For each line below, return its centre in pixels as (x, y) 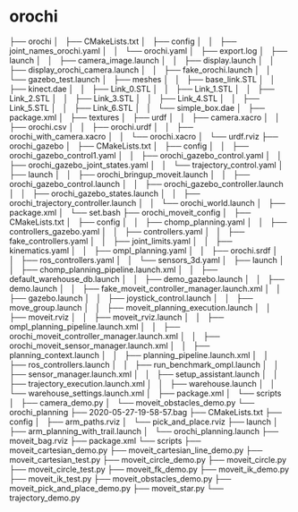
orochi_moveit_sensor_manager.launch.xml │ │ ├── (110, 346)
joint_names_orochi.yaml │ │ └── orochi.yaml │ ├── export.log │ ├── (149, 50)
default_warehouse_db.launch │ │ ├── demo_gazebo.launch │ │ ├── (147, 278)
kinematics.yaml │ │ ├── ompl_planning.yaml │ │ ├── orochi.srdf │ (144, 250)
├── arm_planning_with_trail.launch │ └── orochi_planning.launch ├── (144, 431)
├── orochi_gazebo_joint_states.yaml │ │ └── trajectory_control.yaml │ (146, 165)
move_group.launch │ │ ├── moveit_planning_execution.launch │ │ (140, 307)
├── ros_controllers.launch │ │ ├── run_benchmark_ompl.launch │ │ (144, 364)
